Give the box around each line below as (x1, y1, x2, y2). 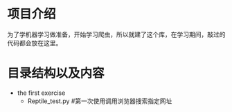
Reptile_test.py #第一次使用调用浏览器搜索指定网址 (27, 97, 172, 105)
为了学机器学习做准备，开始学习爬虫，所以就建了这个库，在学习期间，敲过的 (7, 30, 226, 38)
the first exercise (17, 89, 66, 97)
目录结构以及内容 (7, 66, 105, 81)
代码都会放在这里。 (7, 38, 62, 47)
